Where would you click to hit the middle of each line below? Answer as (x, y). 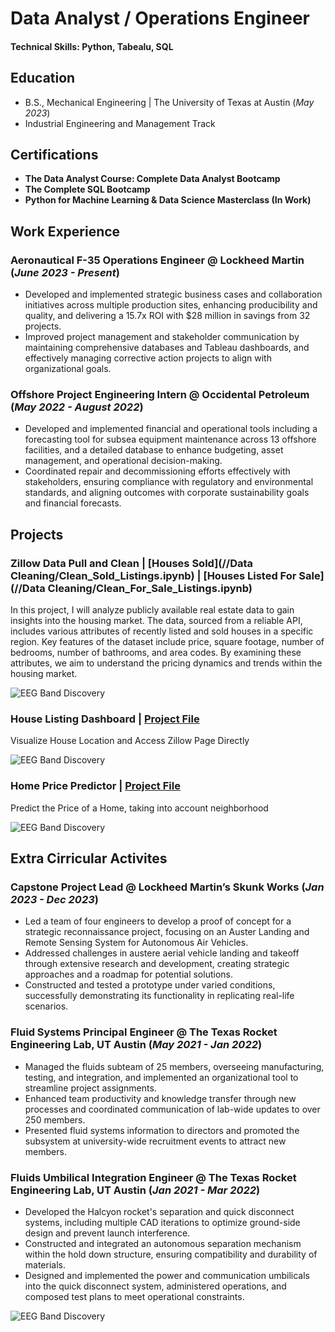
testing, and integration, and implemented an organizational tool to (161, 1077)
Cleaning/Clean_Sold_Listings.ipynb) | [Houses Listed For (153, 575)
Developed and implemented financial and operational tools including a (171, 429)
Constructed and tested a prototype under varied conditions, (150, 985)
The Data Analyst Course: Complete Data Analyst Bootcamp (152, 179)
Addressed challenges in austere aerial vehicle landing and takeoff (162, 953)
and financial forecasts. (73, 503)
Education (43, 78)
